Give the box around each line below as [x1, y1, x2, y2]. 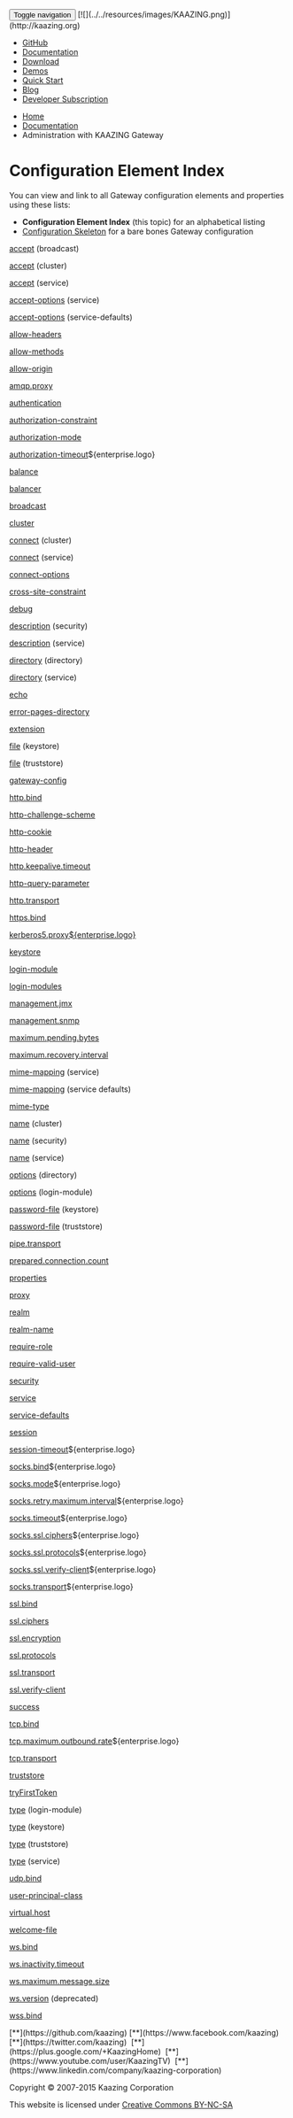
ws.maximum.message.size [9, 1975, 111, 1986]
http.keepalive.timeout [9, 861, 91, 871]
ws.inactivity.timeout [9, 1959, 85, 1969]
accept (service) [9, 277, 69, 288]
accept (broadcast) [9, 243, 80, 253]
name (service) [9, 1152, 65, 1163]
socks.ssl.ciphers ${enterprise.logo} [9, 1529, 140, 1540]
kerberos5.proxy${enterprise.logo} [9, 929, 136, 939]
